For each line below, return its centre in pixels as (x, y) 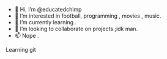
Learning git (21, 50)
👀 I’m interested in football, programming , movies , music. (88, 16)
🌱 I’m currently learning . (46, 22)
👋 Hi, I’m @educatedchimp (48, 9)
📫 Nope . (27, 36)
